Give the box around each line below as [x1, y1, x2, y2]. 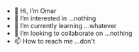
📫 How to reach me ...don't [13, 37, 96, 45]
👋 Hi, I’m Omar [13, 7, 57, 15]
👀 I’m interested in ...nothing [13, 14, 96, 22]
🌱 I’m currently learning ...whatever [13, 22, 117, 30]
